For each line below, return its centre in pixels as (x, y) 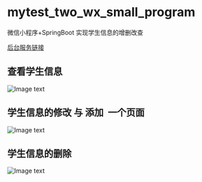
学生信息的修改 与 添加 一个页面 (76, 113)
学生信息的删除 (39, 154)
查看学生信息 (35, 72)
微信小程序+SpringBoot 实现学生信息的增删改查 (75, 32)
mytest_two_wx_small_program (101, 12)
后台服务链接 (26, 47)
